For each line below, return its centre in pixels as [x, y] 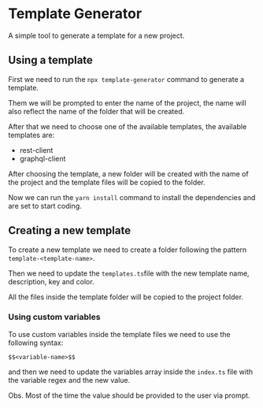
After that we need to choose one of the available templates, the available [128, 126]
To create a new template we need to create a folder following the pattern [128, 250]
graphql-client [43, 158]
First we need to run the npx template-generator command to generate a [126, 79]
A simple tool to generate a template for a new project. [96, 35]
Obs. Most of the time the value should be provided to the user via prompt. [129, 395]
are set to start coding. [45, 206]
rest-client [36, 150]
